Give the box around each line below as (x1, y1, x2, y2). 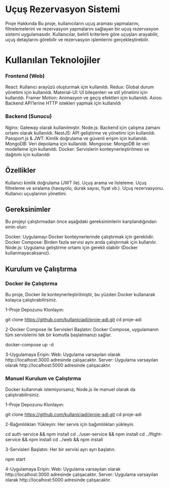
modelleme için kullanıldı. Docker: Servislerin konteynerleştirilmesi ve (5, 146, 149, 152)
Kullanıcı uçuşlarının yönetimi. (5, 190, 67, 197)
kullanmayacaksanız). (5, 250, 51, 256)
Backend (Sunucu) (5, 113, 52, 120)
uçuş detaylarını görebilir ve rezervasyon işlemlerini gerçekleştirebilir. (5, 37, 150, 43)
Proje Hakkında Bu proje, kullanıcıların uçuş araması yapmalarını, (5, 20, 140, 26)
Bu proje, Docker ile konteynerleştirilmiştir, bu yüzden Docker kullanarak (5, 291, 155, 298)
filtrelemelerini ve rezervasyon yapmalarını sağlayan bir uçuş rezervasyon (5, 25, 159, 31)
